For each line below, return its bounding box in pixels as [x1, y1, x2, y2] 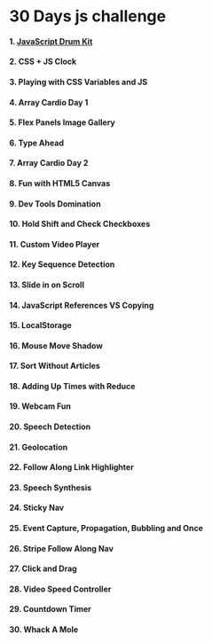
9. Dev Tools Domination [9, 198, 101, 209]
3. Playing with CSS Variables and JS [9, 76, 148, 87]
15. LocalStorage [9, 320, 73, 331]
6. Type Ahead [9, 137, 65, 148]
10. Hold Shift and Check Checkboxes [9, 219, 151, 230]
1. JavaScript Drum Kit [9, 35, 93, 46]
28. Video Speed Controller [9, 583, 112, 594]
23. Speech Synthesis [9, 481, 92, 493]
